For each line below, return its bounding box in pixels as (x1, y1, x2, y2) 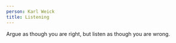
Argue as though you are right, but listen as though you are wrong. (6, 30, 171, 37)
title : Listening (6, 14, 50, 20)
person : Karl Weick (6, 8, 55, 15)
